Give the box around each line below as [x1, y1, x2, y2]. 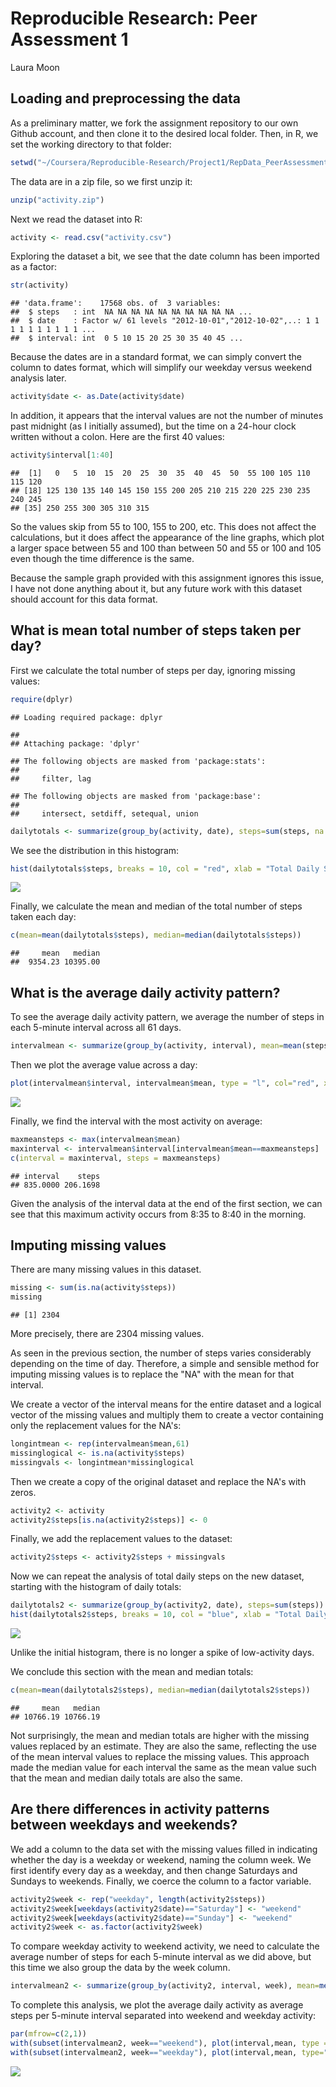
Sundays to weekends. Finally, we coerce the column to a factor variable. [10, 1875, 312, 1887]
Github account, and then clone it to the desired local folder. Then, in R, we [10, 127, 319, 139]
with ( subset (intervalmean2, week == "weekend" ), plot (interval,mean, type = [10, 2038, 329, 2048]
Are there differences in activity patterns [10, 1801, 270, 1818]
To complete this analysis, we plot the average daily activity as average [10, 1999, 304, 2011]
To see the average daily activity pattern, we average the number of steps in [10, 1011, 325, 1023]
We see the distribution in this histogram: [10, 844, 180, 856]
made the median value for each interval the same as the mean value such [10, 1761, 317, 1773]
